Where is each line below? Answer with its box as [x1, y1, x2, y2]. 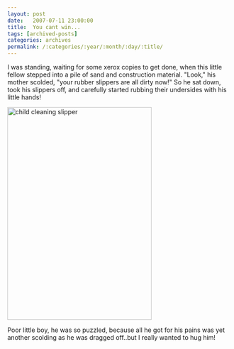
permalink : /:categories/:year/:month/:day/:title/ [7, 43, 163, 50]
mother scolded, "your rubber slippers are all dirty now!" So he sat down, [7, 78, 221, 86]
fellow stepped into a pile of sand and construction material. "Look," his [7, 70, 216, 79]
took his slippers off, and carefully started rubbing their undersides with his [7, 86, 227, 94]
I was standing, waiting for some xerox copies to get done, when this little [7, 63, 222, 71]
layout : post [7, 10, 46, 18]
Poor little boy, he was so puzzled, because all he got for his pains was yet [7, 326, 225, 334]
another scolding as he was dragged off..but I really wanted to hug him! [7, 333, 216, 341]
